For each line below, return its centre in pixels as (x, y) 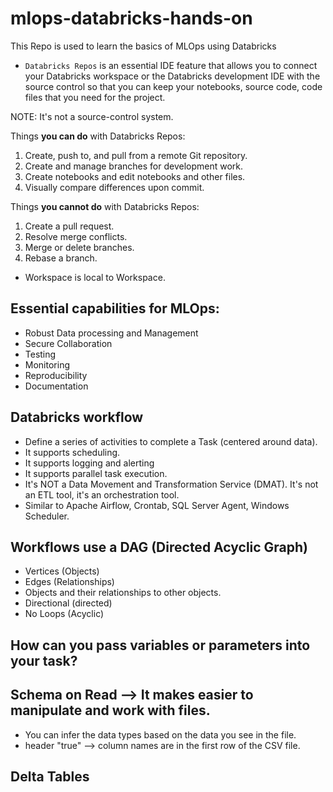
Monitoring (47, 364)
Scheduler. (47, 516)
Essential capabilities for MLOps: (115, 308)
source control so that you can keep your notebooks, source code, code (173, 86)
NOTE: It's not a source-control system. (92, 116)
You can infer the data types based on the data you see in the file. (160, 734)
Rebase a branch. (61, 258)
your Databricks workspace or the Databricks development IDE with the (172, 76)
